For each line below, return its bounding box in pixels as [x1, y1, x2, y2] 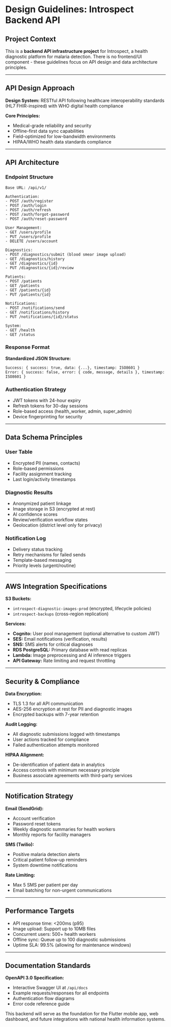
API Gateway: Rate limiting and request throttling [12, 658, 116, 664]
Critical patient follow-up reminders [12, 857, 88, 863]
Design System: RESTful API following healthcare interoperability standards [5, 97, 164, 103]
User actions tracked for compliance [12, 736, 90, 743]
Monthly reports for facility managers [12, 831, 91, 838]
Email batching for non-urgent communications [12, 887, 112, 893]
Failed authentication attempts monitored [12, 742, 99, 748]
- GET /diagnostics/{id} [5, 261, 58, 266]
